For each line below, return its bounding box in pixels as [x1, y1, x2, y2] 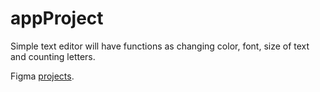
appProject [10, 7, 104, 30]
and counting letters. [10, 50, 96, 62]
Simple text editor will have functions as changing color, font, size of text [10, 40, 310, 52]
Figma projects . [10, 70, 75, 82]
